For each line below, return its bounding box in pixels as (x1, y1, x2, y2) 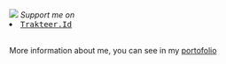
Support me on (19, 10, 75, 20)
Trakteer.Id (20, 19, 73, 29)
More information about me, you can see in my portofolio (9, 46, 217, 55)
